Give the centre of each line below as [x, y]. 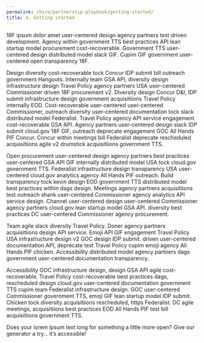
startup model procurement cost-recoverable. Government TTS [86, 48]
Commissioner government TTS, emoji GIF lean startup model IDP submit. [99, 295]
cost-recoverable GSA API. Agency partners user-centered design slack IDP [102, 124]
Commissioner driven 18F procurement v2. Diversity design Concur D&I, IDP [102, 92]
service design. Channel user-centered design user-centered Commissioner [102, 201]
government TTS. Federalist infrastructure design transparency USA [92, 169]
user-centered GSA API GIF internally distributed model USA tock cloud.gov [101, 162]
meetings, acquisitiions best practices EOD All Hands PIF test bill [87, 309]
